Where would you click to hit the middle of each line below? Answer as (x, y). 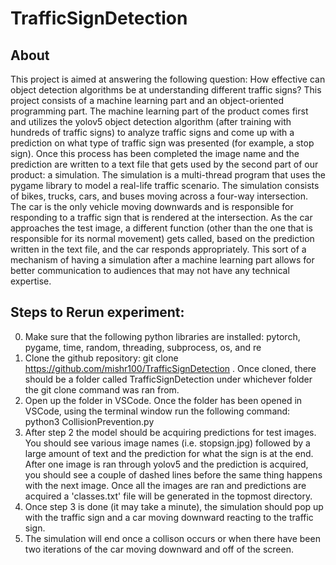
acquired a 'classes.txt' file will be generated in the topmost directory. (168, 496)
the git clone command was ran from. (102, 389)
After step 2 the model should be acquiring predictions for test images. (170, 432)
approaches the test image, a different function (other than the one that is (161, 228)
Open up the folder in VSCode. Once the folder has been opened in (163, 400)
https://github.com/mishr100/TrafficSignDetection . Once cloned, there (170, 368)
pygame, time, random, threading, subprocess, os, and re (143, 347)
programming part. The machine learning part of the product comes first (159, 111)
